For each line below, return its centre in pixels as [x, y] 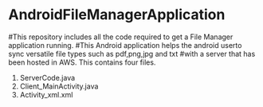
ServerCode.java [47, 77]
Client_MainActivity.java [59, 86]
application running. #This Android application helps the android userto [125, 45]
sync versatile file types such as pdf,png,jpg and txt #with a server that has [132, 53]
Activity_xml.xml [46, 94]
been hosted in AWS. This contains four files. [82, 62]
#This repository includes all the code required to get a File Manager [121, 37]
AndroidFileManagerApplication [117, 15]
